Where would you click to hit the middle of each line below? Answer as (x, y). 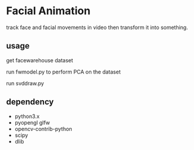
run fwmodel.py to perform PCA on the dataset (63, 72)
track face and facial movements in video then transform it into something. (97, 27)
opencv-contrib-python (43, 129)
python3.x (27, 116)
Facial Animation (48, 11)
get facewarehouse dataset (40, 60)
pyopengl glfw (32, 122)
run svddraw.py (25, 83)
